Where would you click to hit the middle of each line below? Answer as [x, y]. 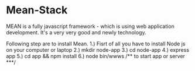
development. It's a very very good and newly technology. [76, 32]
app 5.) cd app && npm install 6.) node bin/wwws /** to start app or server [96, 56]
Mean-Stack [37, 10]
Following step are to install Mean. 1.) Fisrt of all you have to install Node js [96, 44]
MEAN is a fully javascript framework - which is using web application [90, 26]
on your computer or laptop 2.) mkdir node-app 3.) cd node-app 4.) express [97, 49]
